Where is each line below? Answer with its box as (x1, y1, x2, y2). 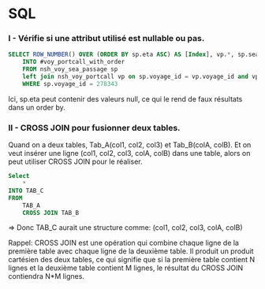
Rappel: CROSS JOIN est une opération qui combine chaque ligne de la (8, 238, 239, 248)
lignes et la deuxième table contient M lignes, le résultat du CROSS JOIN (8, 263, 244, 272)
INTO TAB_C (8, 187, 44, 195)
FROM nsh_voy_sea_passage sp (22, 65, 118, 73)
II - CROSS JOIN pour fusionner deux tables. (8, 122, 181, 133)
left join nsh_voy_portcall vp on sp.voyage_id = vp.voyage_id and (22, 72, 248, 81)
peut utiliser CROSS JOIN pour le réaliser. (8, 157, 144, 166)
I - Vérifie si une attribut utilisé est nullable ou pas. (8, 33, 205, 44)
